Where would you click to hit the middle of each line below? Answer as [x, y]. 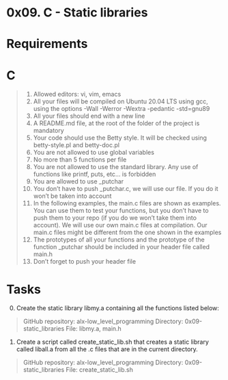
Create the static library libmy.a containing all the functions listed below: [118, 308]
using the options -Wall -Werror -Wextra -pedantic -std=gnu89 [122, 109]
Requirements [47, 44]
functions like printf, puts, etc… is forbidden [95, 174]
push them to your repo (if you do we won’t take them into [115, 218]
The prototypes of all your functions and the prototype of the [119, 240]
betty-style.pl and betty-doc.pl [76, 145]
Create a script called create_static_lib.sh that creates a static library [113, 342]
